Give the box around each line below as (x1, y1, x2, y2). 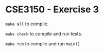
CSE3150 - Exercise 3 (5, 4, 99, 15)
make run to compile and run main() (5, 40, 80, 47)
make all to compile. (5, 21, 49, 27)
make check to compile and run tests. (5, 30, 82, 37)
